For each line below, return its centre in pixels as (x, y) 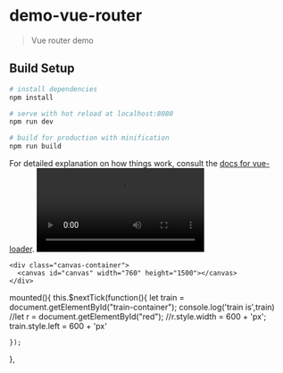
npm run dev (31, 122)
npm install (31, 97)
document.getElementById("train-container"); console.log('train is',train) (142, 307)
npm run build (36, 147)
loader (21, 249)
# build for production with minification (89, 138)
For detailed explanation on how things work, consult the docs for (130, 163)
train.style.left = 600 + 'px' (58, 326)
